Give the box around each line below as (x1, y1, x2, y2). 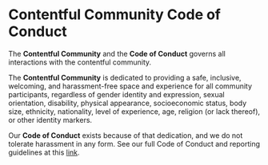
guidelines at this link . (8, 147, 80, 157)
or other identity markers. (8, 115, 93, 124)
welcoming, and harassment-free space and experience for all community (8, 81, 253, 91)
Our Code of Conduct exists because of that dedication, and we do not (8, 130, 243, 140)
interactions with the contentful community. (8, 57, 152, 67)
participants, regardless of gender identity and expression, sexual (8, 89, 226, 99)
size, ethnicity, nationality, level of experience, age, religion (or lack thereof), (8, 106, 261, 116)
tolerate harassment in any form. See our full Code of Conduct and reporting (8, 139, 261, 148)
